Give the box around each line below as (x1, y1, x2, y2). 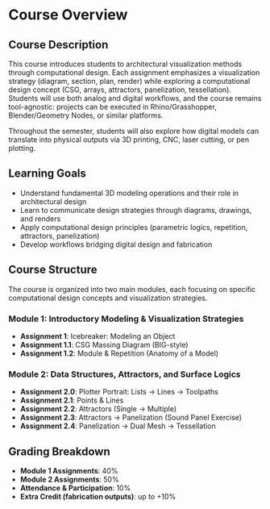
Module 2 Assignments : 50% (19, 474, 119, 485)
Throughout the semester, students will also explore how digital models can (8, 127, 260, 136)
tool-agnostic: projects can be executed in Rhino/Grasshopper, (8, 102, 218, 111)
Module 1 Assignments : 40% (19, 466, 118, 476)
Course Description (8, 38, 109, 52)
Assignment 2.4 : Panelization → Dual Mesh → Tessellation (19, 421, 216, 431)
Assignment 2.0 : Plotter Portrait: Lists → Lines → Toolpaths (19, 387, 219, 397)
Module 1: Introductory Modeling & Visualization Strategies (8, 313, 244, 324)
